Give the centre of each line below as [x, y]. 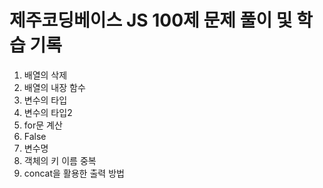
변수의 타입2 [48, 112]
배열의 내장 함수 [54, 87]
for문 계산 [43, 125]
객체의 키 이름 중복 [60, 160]
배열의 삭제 [45, 75]
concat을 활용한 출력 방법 [74, 173]
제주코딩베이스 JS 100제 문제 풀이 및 [151, 20]
